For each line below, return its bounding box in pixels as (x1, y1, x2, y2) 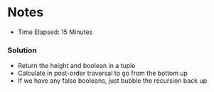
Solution (7, 45, 38, 55)
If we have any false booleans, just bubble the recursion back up (17, 76, 208, 85)
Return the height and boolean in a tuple (17, 62, 136, 70)
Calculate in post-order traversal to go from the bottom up (17, 69, 188, 78)
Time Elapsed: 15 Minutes (17, 28, 93, 36)
